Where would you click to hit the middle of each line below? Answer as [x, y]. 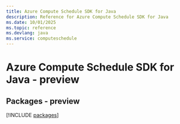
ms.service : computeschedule [41, 38]
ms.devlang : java [27, 33]
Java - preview [43, 80]
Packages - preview [43, 101]
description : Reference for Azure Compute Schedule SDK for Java [87, 17]
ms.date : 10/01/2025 [31, 22]
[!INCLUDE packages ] [32, 115]
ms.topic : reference [31, 28]
